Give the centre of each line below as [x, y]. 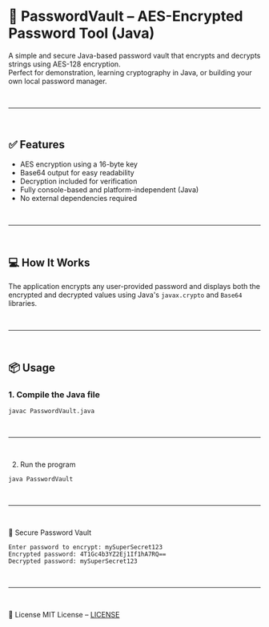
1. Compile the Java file [54, 394]
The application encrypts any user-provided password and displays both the [134, 286]
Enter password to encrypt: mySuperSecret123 [85, 548]
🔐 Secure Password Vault [50, 533]
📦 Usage [32, 368]
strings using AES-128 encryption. [65, 64]
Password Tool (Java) [82, 33]
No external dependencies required [78, 198]
